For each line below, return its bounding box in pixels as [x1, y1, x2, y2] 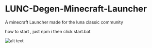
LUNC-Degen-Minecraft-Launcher [5, 3, 147, 14]
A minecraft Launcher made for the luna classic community [5, 19, 123, 25]
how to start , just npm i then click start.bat [5, 28, 91, 34]
